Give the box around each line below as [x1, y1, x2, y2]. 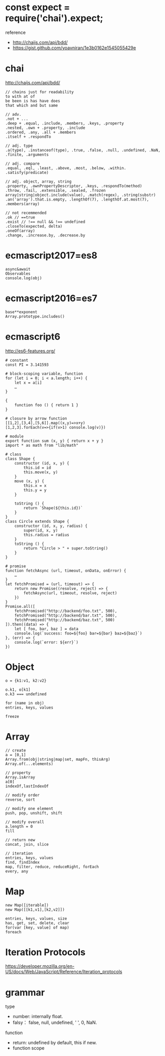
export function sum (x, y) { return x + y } [5, 438, 103, 444]
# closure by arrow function [5, 416, 67, 421]
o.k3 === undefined [5, 691, 47, 697]
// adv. [5, 112, 22, 117]
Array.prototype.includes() [5, 314, 65, 319]
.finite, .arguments [5, 152, 49, 157]
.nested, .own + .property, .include [5, 125, 86, 130]
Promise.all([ [5, 604, 36, 609]
